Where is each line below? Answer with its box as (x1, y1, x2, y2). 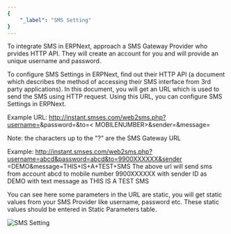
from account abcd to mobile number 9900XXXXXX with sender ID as (7, 169, 207, 178)
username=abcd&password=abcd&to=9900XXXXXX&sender (7, 155, 182, 163)
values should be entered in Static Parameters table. (7, 206, 157, 214)
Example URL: (7, 113, 47, 122)
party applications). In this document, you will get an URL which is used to (7, 85, 220, 94)
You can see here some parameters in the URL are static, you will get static (7, 190, 223, 199)
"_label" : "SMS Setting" (19, 17, 92, 24)
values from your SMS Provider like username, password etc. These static (7, 198, 219, 206)
